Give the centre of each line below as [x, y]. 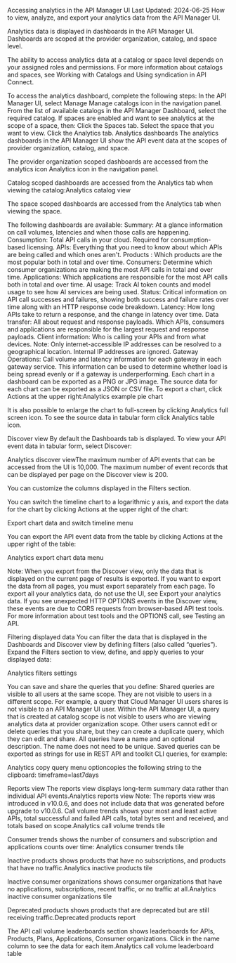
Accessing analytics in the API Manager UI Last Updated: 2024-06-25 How [116, 10]
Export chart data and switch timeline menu [70, 523]
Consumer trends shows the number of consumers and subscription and [112, 839]
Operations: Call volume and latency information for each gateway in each [114, 359]
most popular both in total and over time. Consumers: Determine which [110, 262]
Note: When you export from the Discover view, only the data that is [105, 571]
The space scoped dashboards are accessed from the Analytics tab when [114, 204]
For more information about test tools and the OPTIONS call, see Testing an [116, 616]
